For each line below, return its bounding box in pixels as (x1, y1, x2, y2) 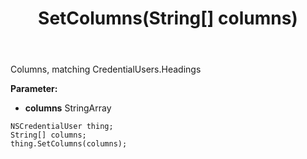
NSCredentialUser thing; (10, 122, 114, 132)
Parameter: (10, 83, 58, 95)
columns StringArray (24, 102, 112, 114)
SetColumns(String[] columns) (38, 7, 298, 30)
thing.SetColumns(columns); (10, 139, 128, 149)
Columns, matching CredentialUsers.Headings (10, 63, 202, 76)
